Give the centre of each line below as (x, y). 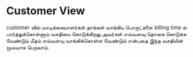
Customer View (46, 11)
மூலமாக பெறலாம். (28, 47)
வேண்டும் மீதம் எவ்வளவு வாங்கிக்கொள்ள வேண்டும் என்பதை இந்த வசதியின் (95, 40)
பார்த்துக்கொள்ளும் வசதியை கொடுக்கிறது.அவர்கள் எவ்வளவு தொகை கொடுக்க (96, 34)
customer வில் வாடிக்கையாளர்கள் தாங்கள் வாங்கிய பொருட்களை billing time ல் (96, 27)
